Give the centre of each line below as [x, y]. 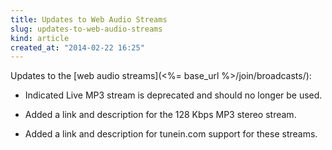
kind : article [40, 38]
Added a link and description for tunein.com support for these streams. [171, 134]
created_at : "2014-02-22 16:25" [77, 47]
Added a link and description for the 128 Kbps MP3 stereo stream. [160, 115]
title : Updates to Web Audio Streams [89, 19]
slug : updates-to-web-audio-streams [86, 29]
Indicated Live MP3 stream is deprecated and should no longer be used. [173, 95]
